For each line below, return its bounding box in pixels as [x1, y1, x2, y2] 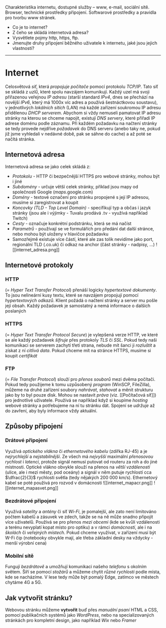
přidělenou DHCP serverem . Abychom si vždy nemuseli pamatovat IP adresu [5, 110, 161, 116]
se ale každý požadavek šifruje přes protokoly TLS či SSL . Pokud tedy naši [5, 337, 157, 343]
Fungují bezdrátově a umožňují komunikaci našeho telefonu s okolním [5, 564, 147, 570]
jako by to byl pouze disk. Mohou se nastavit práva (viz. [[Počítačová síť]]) [5, 392, 157, 398]
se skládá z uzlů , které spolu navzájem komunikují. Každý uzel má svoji [5, 89, 150, 94]
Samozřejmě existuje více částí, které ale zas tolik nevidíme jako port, [12, 236, 154, 242]
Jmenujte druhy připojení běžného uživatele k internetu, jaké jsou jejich [12, 40, 158, 46]
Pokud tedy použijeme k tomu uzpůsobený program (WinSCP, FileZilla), [5, 382, 151, 388]
